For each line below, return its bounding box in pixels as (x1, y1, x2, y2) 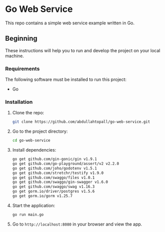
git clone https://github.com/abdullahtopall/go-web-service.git (12, 119, 150, 125)
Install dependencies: (12, 147, 56, 153)
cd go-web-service (12, 138, 51, 143)
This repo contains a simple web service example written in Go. (5, 20, 135, 26)
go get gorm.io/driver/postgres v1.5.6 (12, 189, 95, 194)
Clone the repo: (12, 110, 45, 116)
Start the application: (12, 202, 55, 208)
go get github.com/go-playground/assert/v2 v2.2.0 (12, 161, 119, 166)
